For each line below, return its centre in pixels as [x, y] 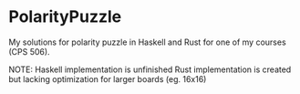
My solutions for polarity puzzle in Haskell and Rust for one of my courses [147, 42]
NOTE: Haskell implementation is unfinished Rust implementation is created [150, 69]
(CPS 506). [30, 51]
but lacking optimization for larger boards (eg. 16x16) [108, 78]
